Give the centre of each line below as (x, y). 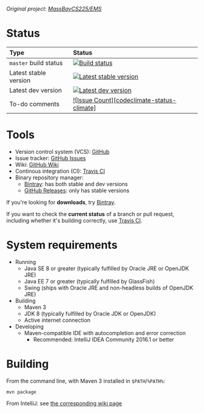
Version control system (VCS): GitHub (62, 151)
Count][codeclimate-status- (135, 100)
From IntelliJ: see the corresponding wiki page (64, 403)
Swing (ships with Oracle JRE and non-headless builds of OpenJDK (109, 288)
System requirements (62, 245)
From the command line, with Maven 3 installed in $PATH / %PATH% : (86, 381)
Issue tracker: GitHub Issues (50, 158)
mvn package (21, 392)
